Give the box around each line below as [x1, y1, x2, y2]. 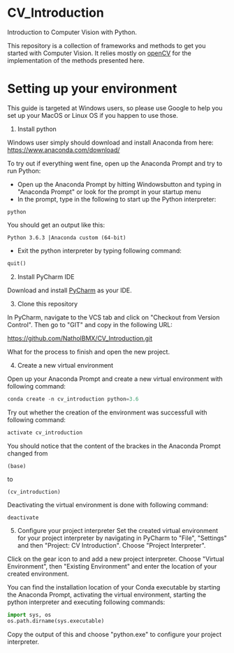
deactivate [7, 514, 39, 521]
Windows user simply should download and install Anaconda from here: [7, 138, 214, 147]
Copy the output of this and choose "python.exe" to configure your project [7, 630, 222, 639]
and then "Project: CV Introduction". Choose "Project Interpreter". [17, 541, 206, 549]
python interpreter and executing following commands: [7, 598, 166, 606]
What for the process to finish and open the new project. [7, 347, 170, 356]
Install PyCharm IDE [17, 272, 75, 280]
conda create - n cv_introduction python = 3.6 [7, 396, 139, 403]
